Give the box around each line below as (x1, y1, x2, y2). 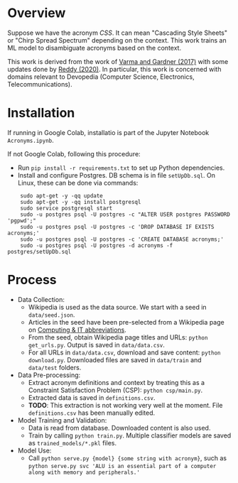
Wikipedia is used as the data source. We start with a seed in (28, 303, 207, 311)
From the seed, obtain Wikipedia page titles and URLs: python (28, 332, 208, 342)
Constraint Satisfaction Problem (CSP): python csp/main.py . (28, 386, 203, 394)
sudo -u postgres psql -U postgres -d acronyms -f (20, 241, 173, 249)
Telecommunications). (7, 80, 72, 88)
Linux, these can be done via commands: (17, 178, 139, 187)
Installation (7, 105, 75, 121)
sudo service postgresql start (20, 205, 113, 212)
